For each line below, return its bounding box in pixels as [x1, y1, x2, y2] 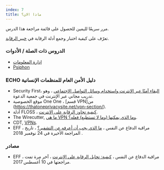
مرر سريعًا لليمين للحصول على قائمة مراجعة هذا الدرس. [5, 25, 109, 31]
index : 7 [5, 7, 24, 12]
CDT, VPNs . [12, 120, 37, 126]
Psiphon [12, 64, 30, 70]
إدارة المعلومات [12, 59, 42, 65]
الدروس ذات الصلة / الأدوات [5, 48, 65, 55]
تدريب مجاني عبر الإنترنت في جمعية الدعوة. [12, 93, 94, 99]
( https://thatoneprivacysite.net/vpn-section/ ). [12, 104, 107, 110]
